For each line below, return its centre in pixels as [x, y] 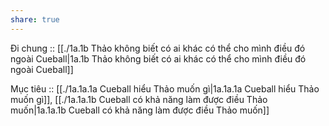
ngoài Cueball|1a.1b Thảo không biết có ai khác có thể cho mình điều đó [158, 58]
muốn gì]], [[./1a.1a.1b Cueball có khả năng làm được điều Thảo [139, 99]
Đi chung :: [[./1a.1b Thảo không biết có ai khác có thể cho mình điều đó [158, 48]
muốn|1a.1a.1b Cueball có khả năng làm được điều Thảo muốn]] [140, 110]
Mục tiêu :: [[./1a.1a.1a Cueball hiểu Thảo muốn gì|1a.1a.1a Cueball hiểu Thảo [165, 88]
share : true [35, 19]
